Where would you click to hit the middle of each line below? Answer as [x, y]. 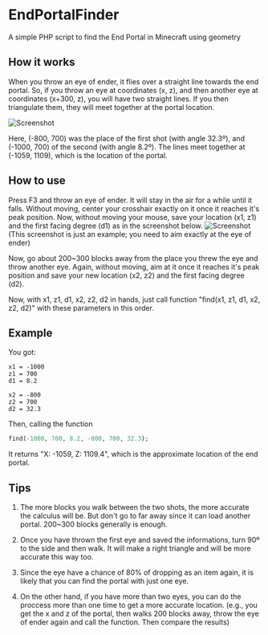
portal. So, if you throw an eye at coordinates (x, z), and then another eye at [133, 90]
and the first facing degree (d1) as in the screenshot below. [106, 226]
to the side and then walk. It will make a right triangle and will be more [135, 548]
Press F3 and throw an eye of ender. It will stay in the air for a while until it [130, 200]
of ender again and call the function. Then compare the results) [125, 622]
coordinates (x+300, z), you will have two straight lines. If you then [118, 99]
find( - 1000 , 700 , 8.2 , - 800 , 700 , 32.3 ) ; [79, 439]
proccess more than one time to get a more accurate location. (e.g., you [139, 605]
